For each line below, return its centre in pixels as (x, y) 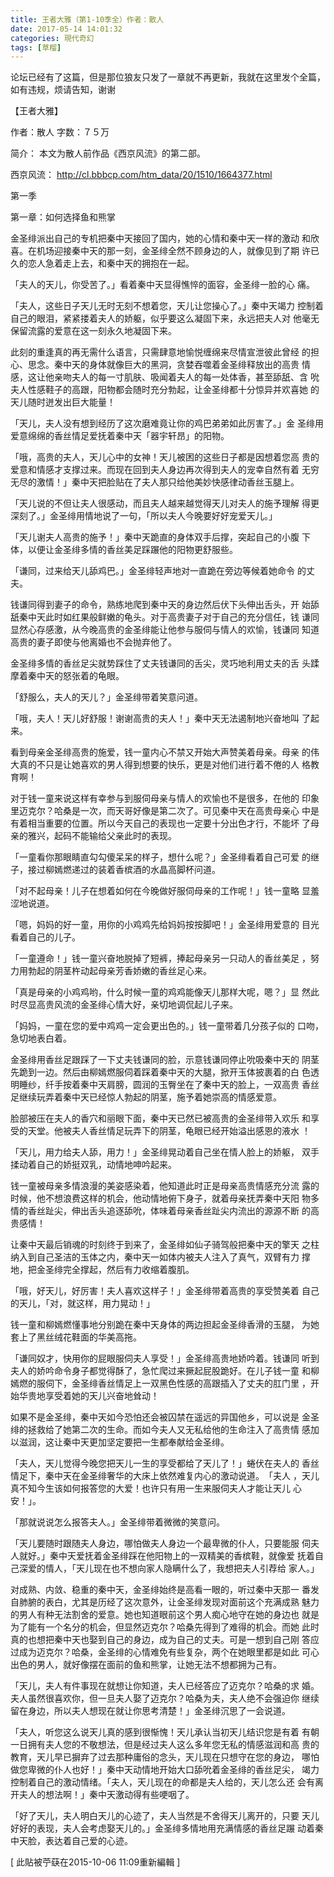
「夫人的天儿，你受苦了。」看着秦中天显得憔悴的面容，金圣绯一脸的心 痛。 (162, 285)
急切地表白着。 (41, 1038)
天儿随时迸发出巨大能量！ (63, 402)
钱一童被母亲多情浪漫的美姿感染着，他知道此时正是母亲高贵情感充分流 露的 (165, 1186)
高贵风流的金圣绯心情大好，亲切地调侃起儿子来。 (137, 1005)
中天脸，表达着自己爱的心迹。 (71, 1841)
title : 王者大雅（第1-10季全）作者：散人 (87, 19)
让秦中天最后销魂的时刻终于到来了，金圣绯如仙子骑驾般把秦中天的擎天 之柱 (165, 1245)
